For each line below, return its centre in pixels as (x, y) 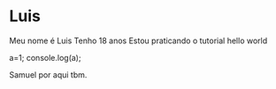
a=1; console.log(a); (45, 57)
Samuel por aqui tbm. (48, 74)
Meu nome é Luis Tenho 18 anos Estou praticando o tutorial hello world (138, 41)
